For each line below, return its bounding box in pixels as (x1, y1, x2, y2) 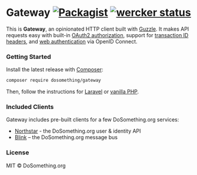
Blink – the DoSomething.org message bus (14, 134, 118, 141)
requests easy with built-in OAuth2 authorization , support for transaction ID (6, 31, 189, 38)
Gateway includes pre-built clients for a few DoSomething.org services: (6, 116, 179, 123)
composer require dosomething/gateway (6, 77, 101, 84)
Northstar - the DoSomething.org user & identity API (14, 127, 141, 135)
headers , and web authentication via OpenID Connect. (6, 38, 138, 45)
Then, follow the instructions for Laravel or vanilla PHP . (6, 88, 139, 95)
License (6, 148, 29, 157)
